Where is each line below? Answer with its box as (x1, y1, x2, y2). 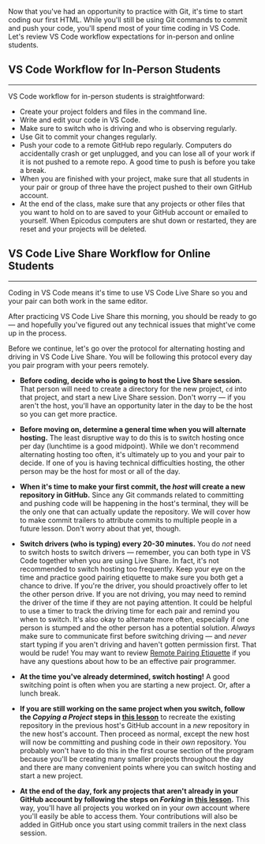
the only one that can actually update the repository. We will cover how (19, 507, 251, 516)
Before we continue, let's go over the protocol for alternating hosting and (8, 343, 245, 353)
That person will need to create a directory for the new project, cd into (19, 384, 247, 393)
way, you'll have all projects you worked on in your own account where (19, 803, 251, 812)
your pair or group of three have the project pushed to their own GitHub (19, 182, 252, 192)
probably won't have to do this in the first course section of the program (19, 745, 254, 755)
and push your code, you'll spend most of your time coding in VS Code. (8, 24, 241, 32)
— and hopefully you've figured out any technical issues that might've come (8, 320, 256, 329)
